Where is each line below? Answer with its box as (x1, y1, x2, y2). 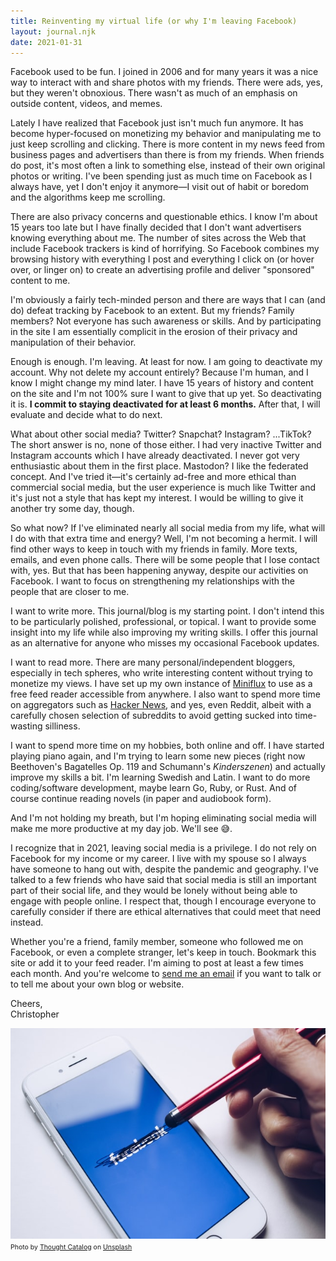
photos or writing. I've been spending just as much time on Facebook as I (10, 170, 313, 182)
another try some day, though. (10, 503, 135, 515)
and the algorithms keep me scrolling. (10, 191, 166, 204)
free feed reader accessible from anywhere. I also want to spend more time (10, 688, 321, 700)
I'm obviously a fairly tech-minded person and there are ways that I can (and (10, 294, 326, 306)
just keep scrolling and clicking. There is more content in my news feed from (10, 138, 325, 150)
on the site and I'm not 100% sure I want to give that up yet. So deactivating (10, 388, 322, 400)
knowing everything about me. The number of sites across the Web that (10, 232, 307, 244)
